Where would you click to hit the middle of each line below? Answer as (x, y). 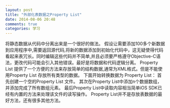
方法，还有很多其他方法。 (36, 100)
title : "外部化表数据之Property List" (44, 15)
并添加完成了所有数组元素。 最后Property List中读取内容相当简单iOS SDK (81, 88)
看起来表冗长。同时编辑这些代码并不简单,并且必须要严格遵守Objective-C (81, 57)
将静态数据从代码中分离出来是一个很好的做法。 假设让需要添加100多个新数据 (85, 44)
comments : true (21, 24)
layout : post (19, 10)
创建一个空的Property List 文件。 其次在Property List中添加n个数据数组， (86, 82)
